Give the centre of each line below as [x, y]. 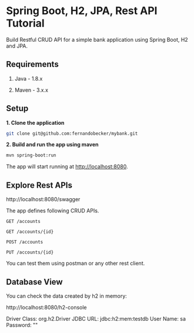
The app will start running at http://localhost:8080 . [67, 166]
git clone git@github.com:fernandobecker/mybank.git [72, 134]
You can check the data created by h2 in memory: [67, 296]
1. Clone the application [35, 122]
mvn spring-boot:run [31, 155]
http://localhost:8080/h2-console [46, 307]
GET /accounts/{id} [30, 232]
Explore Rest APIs [39, 185]
